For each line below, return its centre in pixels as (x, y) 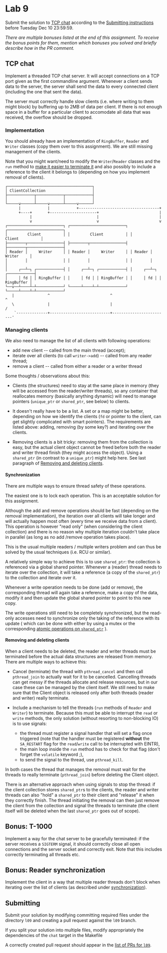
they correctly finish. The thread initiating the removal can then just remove (82, 800)
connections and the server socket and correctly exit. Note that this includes (84, 849)
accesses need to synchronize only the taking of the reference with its (87, 618)
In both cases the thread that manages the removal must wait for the (76, 769)
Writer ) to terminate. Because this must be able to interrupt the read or (85, 713)
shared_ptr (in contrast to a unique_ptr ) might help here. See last (79, 458)
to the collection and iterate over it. (41, 577)
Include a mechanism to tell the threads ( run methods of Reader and (82, 708)
